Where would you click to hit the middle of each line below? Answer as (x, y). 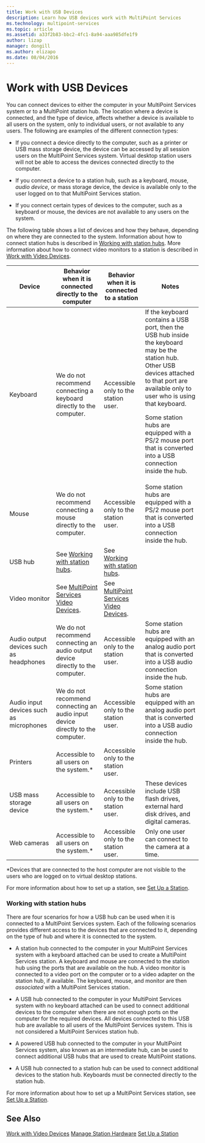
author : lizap (24, 40)
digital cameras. (168, 821)
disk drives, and (167, 814)
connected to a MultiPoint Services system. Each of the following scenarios (101, 923)
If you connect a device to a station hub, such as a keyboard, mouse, (102, 180)
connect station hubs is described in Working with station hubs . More (94, 243)
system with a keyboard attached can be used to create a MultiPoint (101, 955)
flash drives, (163, 798)
